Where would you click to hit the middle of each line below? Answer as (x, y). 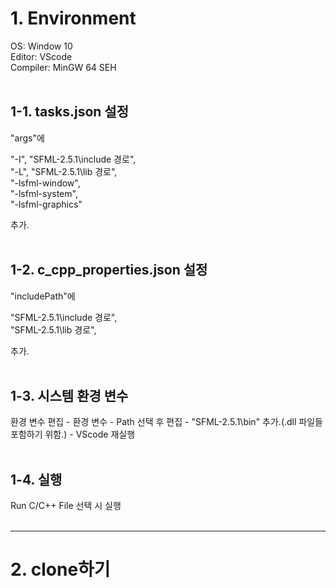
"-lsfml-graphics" (46, 204)
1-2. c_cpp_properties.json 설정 (109, 270)
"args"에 (27, 138)
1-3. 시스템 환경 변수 (69, 395)
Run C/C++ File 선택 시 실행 (66, 506)
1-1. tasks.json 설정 (69, 112)
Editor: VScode (41, 56)
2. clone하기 (60, 569)
